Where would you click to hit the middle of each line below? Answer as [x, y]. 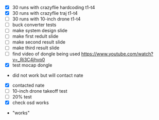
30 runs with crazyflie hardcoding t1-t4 [54, 7]
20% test [22, 96]
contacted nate [28, 85]
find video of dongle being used [46, 54]
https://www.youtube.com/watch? [117, 54]
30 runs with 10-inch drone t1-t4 [46, 19]
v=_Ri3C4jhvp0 [29, 59]
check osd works [31, 103]
